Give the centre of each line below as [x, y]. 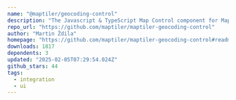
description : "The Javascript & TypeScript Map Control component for [113, 20]
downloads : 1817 [31, 46]
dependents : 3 [28, 54]
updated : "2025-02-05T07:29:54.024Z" [63, 60]
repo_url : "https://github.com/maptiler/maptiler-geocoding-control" [111, 27]
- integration [34, 79]
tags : [15, 73]
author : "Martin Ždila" [42, 33]
